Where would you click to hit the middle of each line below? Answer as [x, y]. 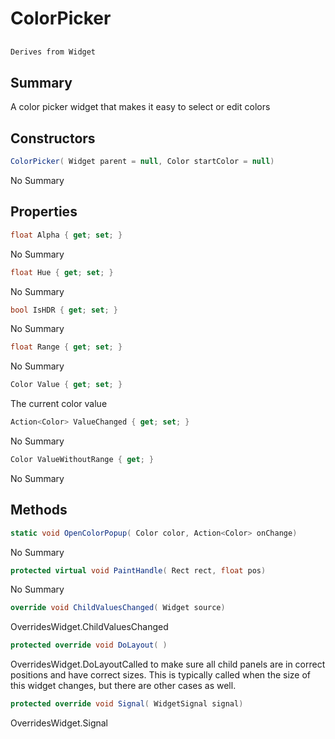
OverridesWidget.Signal [59, 723]
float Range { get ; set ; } [66, 347]
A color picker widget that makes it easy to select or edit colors [140, 107]
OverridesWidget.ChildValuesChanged [89, 627]
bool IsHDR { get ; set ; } [64, 310]
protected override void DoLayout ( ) [89, 645]
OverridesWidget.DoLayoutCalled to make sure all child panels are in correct [168, 664]
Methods [39, 510]
